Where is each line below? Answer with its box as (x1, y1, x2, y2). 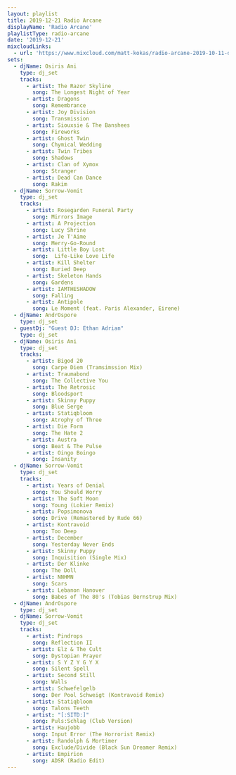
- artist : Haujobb (25, 724, 80, 731)
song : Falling (32, 292, 74, 299)
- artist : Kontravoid (25, 521, 90, 528)
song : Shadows (32, 154, 74, 162)
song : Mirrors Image (32, 213, 93, 221)
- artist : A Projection (25, 220, 96, 227)
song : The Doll (32, 567, 77, 574)
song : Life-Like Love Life (32, 253, 114, 260)
